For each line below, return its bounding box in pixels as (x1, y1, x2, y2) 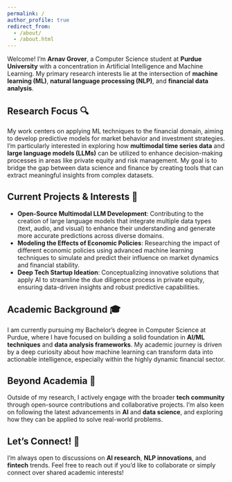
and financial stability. (17, 261, 80, 269)
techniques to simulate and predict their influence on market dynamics (17, 253, 220, 261)
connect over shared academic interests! (7, 468, 124, 477)
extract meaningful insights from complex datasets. (7, 171, 154, 179)
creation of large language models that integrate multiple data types (17, 216, 211, 225)
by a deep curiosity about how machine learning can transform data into (7, 347, 213, 356)
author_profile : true (7, 17, 70, 24)
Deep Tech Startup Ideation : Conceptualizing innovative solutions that (17, 268, 220, 277)
